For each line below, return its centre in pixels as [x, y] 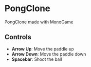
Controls [18, 37]
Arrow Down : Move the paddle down [49, 54]
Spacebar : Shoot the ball [37, 59]
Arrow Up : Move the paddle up [43, 49]
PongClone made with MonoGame [39, 22]
